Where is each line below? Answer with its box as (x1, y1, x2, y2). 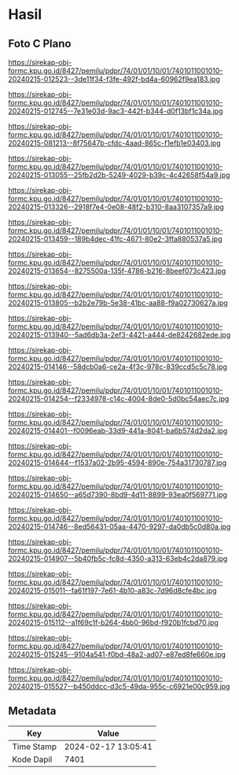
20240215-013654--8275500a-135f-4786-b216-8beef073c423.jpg (8, 266, 226, 275)
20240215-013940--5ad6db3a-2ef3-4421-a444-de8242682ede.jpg (8, 330, 231, 339)
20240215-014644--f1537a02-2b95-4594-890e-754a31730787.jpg (8, 458, 226, 467)
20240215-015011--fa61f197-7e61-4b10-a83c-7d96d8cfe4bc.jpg (8, 586, 218, 595)
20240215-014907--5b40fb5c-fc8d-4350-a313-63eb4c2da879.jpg (8, 554, 228, 563)
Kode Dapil (12, 754, 53, 765)
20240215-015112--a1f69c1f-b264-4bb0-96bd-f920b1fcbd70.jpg (8, 618, 219, 627)
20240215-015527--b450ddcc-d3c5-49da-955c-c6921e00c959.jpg (8, 682, 230, 691)
